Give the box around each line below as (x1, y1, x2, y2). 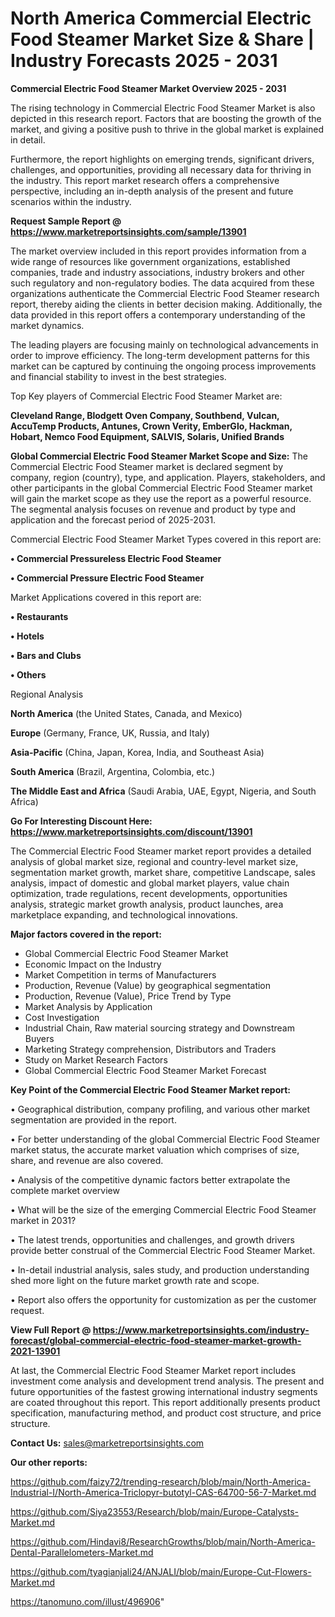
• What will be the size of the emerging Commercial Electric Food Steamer (10, 1203, 317, 1216)
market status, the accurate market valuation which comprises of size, (10, 1143, 300, 1156)
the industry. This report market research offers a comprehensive (10, 174, 280, 186)
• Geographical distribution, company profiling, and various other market (10, 1103, 311, 1115)
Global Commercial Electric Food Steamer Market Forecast (24, 1064, 267, 1076)
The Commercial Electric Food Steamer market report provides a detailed (10, 845, 312, 857)
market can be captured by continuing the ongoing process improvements (10, 360, 317, 372)
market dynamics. (10, 319, 85, 331)
